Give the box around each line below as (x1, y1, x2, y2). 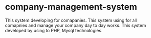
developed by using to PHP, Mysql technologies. (5, 27, 103, 33)
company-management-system (5, 1, 138, 13)
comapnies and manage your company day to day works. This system (5, 22, 146, 28)
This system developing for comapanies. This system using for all (5, 17, 137, 23)
